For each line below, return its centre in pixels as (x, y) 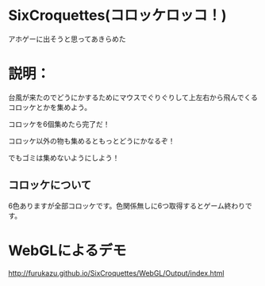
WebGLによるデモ (67, 250)
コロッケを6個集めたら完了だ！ (59, 124)
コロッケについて (50, 185)
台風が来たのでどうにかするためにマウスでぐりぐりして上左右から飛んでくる (133, 97)
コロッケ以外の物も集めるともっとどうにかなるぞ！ (92, 141)
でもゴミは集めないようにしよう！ (64, 158)
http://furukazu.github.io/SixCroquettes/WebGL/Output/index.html (116, 273)
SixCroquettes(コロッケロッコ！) (117, 15)
